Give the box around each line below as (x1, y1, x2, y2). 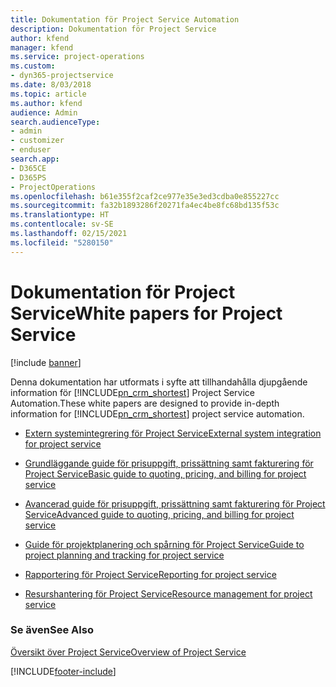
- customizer (10, 136, 65, 146)
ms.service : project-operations (10, 52, 145, 62)
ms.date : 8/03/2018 (10, 80, 92, 90)
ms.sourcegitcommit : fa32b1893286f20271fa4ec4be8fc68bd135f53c (10, 201, 280, 211)
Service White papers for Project (10, 302, 283, 325)
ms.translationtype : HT (10, 210, 110, 220)
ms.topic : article (10, 89, 87, 99)
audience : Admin (10, 107, 78, 118)
